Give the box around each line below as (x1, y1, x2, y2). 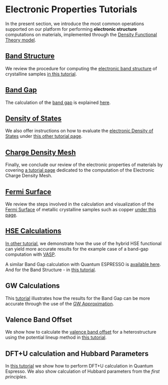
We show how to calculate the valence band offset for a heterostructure (5, 329, 157, 335)
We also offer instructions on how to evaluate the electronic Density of (5, 128, 154, 134)
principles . (5, 374, 28, 380)
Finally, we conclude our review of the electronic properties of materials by (5, 161, 163, 168)
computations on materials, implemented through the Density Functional (5, 31, 157, 37)
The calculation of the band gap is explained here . (5, 99, 111, 106)
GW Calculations (5, 281, 60, 290)
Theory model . (5, 37, 36, 43)
